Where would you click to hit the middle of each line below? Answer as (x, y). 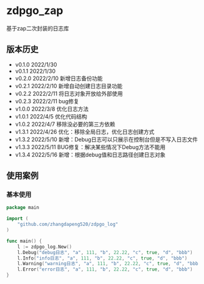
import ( (17, 219)
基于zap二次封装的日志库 (38, 28)
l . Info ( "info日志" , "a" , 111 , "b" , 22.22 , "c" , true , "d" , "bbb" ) (102, 258)
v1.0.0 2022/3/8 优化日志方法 (52, 109)
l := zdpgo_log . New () (44, 247)
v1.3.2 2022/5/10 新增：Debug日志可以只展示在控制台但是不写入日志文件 (106, 139)
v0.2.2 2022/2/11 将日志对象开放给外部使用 (69, 93)
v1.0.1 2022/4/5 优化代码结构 (51, 116)
